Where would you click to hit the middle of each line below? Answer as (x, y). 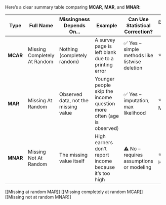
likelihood (135, 113)
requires (133, 155)
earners (104, 143)
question (105, 103)
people (103, 85)
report (102, 155)
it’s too (102, 173)
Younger (104, 79)
